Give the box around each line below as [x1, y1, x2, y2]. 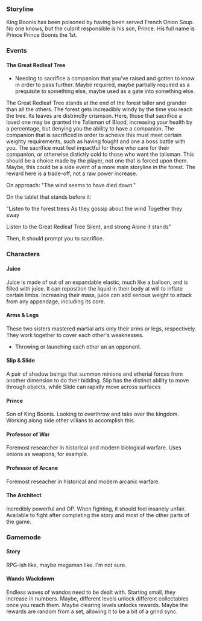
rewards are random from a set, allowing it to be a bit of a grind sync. [6, 608, 178, 615]
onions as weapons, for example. [6, 451, 89, 458]
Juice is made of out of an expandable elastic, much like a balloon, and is [6, 278, 188, 286]
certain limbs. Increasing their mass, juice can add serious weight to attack [6, 291, 192, 298]
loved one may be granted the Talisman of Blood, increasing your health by [6, 118, 193, 126]
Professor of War [6, 431, 50, 438]
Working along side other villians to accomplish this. [6, 417, 136, 424]
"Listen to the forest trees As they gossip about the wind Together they [6, 205, 183, 213]
